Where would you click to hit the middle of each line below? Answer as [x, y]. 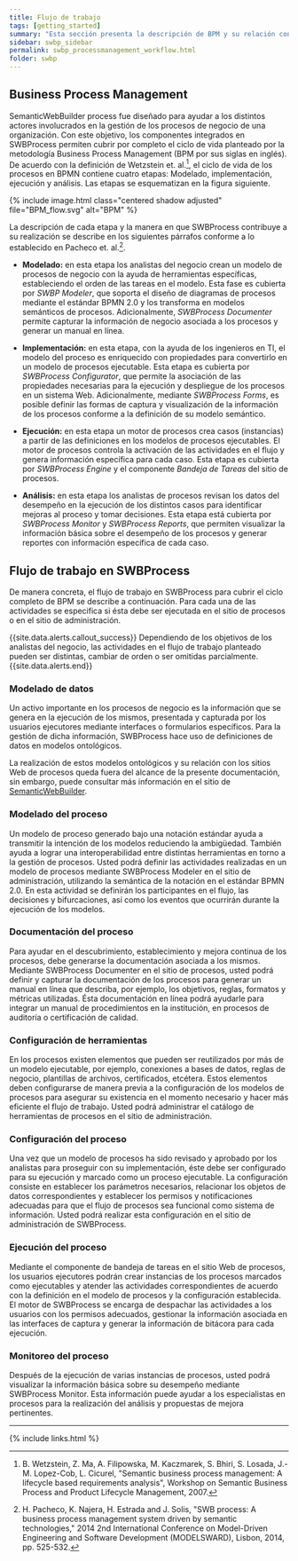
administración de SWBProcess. [68, 1225]
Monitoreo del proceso [59, 1356]
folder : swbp [33, 59]
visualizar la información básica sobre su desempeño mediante [125, 1384]
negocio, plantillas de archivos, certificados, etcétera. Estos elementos [138, 1078]
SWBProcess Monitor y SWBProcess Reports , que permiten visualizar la [153, 524]
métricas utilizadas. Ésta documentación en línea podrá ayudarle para [137, 998]
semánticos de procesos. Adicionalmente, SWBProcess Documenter [147, 312]
